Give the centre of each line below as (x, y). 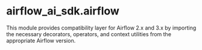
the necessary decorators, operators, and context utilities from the (89, 34)
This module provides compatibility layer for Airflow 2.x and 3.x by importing (101, 28)
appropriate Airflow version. (41, 40)
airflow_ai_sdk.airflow (63, 11)
